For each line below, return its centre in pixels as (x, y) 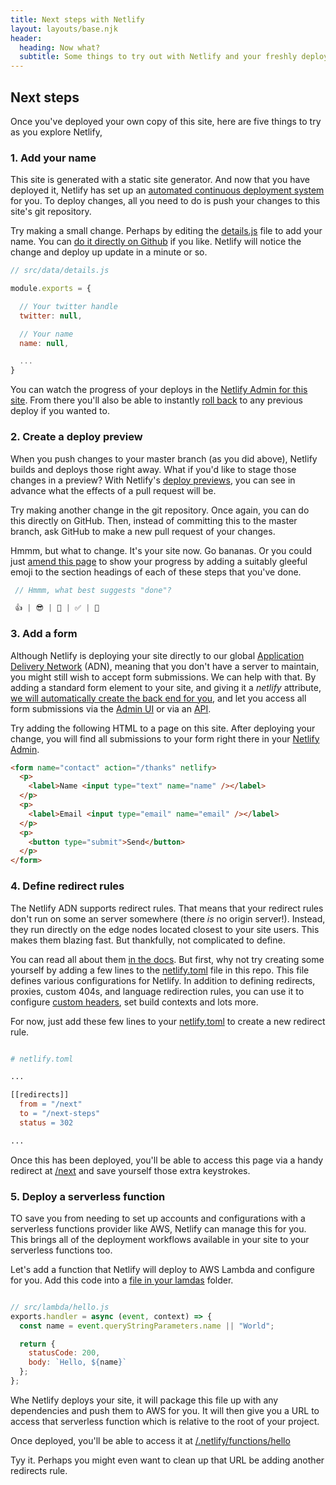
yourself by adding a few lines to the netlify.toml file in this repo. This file (160, 970)
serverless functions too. (61, 1250)
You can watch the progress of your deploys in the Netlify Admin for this (159, 390)
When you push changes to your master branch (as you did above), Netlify (164, 458)
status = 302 (46, 1122)
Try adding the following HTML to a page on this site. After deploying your (163, 728)
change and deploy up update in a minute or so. (109, 252)
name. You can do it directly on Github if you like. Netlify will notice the (156, 242)
